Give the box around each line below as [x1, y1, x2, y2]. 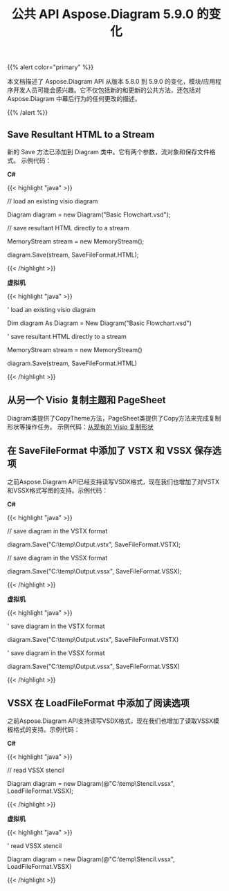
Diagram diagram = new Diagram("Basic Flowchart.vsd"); [7, 210, 171, 219]
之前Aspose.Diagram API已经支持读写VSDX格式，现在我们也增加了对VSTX [7, 477, 220, 486]
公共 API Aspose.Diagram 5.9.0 [11, 6, 194, 22]
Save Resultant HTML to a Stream [7, 129, 155, 140]
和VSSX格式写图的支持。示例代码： [7, 486, 109, 495]
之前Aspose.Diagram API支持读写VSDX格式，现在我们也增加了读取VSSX [7, 717, 214, 725]
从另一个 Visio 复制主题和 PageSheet [7, 394, 166, 406]
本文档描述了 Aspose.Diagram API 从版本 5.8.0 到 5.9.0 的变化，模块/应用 [7, 77, 216, 86]
